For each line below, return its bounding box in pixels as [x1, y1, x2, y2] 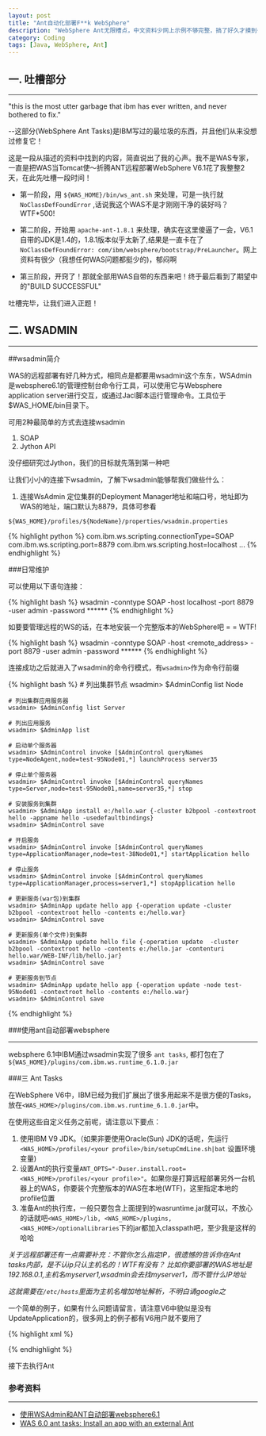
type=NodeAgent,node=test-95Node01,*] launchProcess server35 [8, 755, 218, 763]
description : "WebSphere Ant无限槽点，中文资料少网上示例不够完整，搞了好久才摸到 [8, 26, 257, 34]
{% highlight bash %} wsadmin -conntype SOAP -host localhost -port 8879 [8, 597, 254, 607]
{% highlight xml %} [8, 1329, 74, 1338]
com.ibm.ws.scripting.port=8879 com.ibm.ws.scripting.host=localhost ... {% [8, 539, 257, 549]
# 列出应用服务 [8, 719, 51, 727]
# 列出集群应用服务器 [8, 697, 69, 705]
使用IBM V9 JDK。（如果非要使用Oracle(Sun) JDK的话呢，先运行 [19, 1134, 229, 1143]
